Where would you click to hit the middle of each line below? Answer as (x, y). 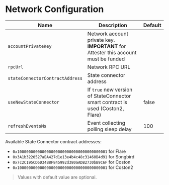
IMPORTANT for (107, 46)
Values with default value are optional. (57, 177)
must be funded (106, 59)
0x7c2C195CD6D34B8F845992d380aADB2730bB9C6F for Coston (71, 162)
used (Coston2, (106, 108)
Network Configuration (55, 9)
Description (113, 25)
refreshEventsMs (27, 126)
